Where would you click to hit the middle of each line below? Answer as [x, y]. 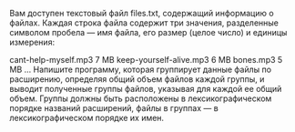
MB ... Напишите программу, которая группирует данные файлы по [140, 69]
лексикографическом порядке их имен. [87, 118]
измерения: [32, 42]
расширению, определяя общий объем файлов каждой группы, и [137, 79]
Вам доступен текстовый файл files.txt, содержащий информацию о [142, 13]
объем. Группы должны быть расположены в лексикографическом [141, 98]
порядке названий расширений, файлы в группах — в [114, 108]
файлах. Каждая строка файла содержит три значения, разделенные [144, 23]
